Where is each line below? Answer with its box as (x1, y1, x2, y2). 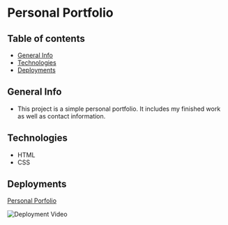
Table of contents (7, 33, 85, 45)
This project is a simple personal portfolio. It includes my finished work (17, 104, 221, 113)
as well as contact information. (17, 111, 106, 120)
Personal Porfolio (7, 196, 57, 205)
